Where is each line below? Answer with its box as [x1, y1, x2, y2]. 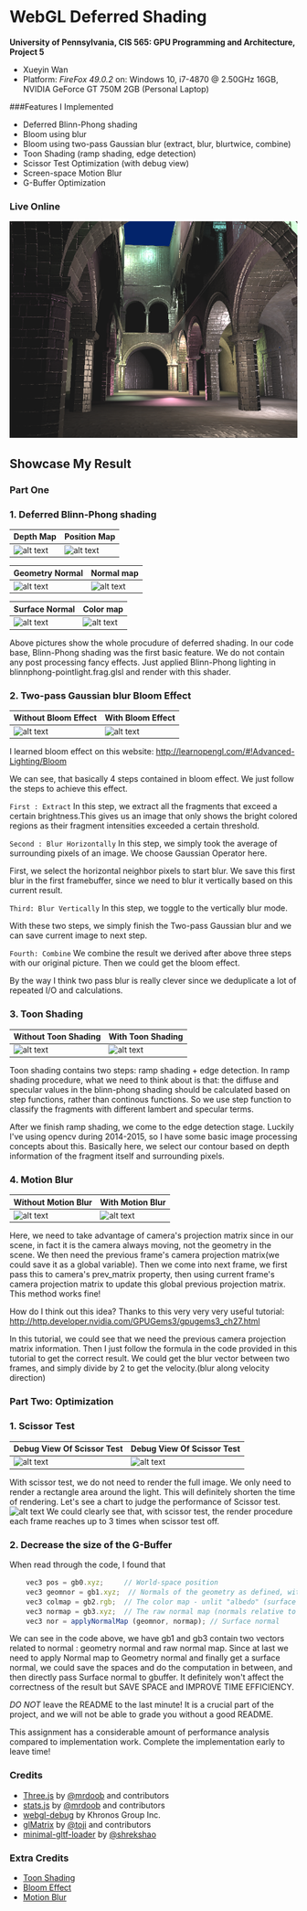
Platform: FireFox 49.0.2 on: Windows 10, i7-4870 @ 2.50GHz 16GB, [22, 73, 279, 84]
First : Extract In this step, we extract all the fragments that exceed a [9, 801, 278, 812]
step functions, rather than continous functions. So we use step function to [9, 1094, 292, 1105]
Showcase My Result [9, 455, 132, 472]
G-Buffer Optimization [22, 176, 107, 188]
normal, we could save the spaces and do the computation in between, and [9, 1662, 293, 1673]
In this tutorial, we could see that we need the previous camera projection [9, 1333, 286, 1345]
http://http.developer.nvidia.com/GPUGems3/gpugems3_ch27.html [9, 1316, 260, 1327]
